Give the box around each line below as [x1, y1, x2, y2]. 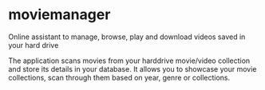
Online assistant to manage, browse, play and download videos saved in [8, 32, 246, 41]
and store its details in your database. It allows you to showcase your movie [8, 64, 257, 73]
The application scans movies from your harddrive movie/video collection [8, 56, 251, 65]
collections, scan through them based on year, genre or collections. [8, 72, 231, 82]
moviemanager [8, 6, 111, 24]
